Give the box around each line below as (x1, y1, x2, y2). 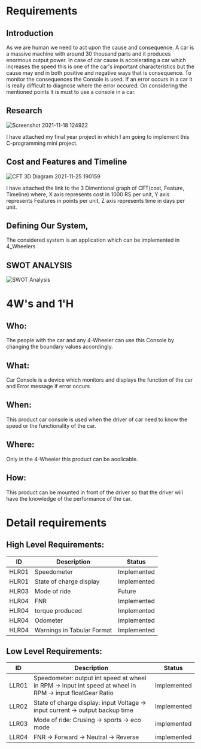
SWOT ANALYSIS (6, 260, 72, 270)
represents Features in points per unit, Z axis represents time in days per (6, 197, 185, 204)
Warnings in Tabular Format (34, 626, 112, 634)
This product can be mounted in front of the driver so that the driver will (6, 489, 184, 496)
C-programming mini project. (6, 139, 78, 147)
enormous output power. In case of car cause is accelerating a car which (6, 57, 187, 63)
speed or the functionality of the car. (6, 422, 96, 429)
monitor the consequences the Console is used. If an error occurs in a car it (6, 76, 193, 83)
